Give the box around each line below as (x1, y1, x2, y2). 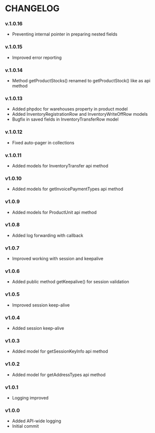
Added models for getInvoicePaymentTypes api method (12, 186, 124, 192)
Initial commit (12, 423, 39, 429)
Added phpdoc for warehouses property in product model (12, 106, 128, 112)
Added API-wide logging (12, 418, 62, 424)
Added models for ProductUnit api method (12, 209, 97, 215)
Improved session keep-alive (12, 302, 70, 308)
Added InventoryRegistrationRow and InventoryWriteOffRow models (12, 111, 148, 117)
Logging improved (12, 395, 49, 400)
